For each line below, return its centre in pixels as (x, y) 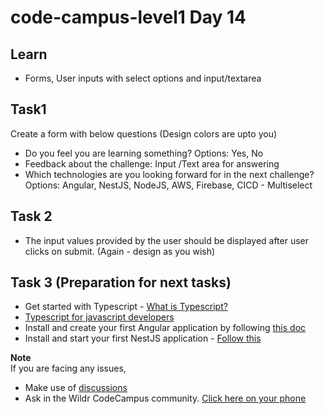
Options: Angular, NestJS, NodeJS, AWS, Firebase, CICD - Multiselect (168, 185)
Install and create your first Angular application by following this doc (165, 328)
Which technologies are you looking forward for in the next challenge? (169, 174)
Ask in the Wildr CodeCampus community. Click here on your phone (165, 398)
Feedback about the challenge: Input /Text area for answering (152, 163)
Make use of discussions (76, 388)
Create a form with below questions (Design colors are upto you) (144, 133)
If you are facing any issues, (68, 368)
